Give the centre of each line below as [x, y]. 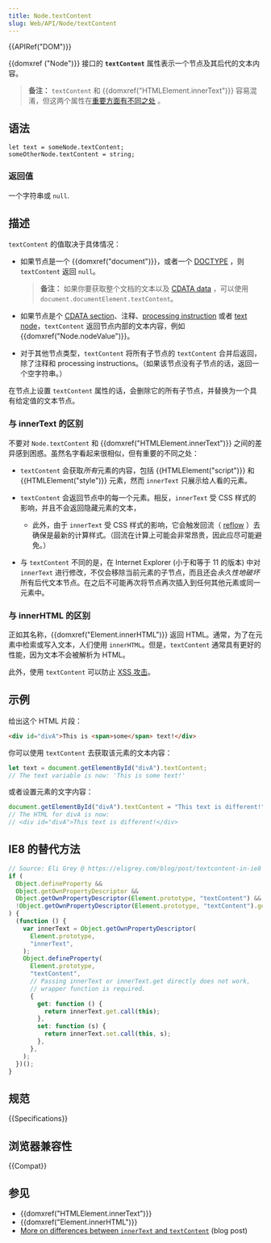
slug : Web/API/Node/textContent [63, 23]
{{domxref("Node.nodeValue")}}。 [77, 336]
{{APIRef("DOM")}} [40, 46]
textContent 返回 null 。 [60, 272]
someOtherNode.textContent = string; [72, 154]
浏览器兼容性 [40, 1146]
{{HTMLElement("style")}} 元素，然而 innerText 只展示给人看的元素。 [135, 480]
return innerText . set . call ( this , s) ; [108, 1034]
